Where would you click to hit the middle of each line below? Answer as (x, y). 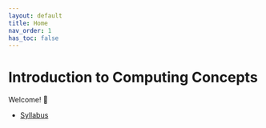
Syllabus (34, 115)
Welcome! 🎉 (28, 100)
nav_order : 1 (30, 30)
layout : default (35, 16)
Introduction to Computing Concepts (133, 78)
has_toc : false (34, 38)
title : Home (28, 23)
